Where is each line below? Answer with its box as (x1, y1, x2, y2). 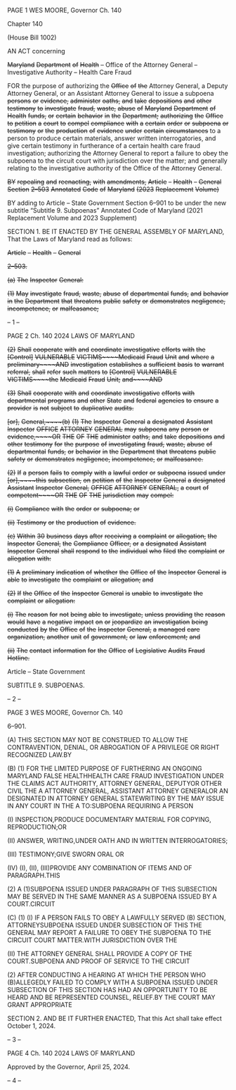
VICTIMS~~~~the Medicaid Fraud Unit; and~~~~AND (7, 375, 163, 383)
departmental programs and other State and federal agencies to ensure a (7, 396, 219, 404)
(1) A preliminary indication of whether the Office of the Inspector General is (7, 568, 227, 576)
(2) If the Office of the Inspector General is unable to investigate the (7, 589, 204, 597)
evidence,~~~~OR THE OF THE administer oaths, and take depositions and (7, 432, 225, 441)
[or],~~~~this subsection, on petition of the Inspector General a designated (7, 476, 226, 484)
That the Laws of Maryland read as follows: (7, 235, 133, 243)
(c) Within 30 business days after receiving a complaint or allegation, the (7, 532, 218, 540)
